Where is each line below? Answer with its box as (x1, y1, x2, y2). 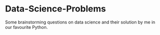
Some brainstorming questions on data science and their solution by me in (5, 19, 156, 25)
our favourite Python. (5, 24, 48, 30)
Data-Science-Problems (5, 3, 107, 14)
